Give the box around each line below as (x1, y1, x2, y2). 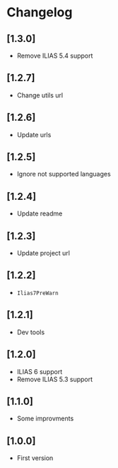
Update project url (16, 249, 70, 257)
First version (16, 454, 54, 462)
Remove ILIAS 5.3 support (16, 375, 93, 383)
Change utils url (16, 90, 64, 100)
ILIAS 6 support (16, 367, 63, 376)
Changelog (6, 4, 73, 21)
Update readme (16, 209, 63, 218)
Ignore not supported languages (16, 170, 111, 179)
